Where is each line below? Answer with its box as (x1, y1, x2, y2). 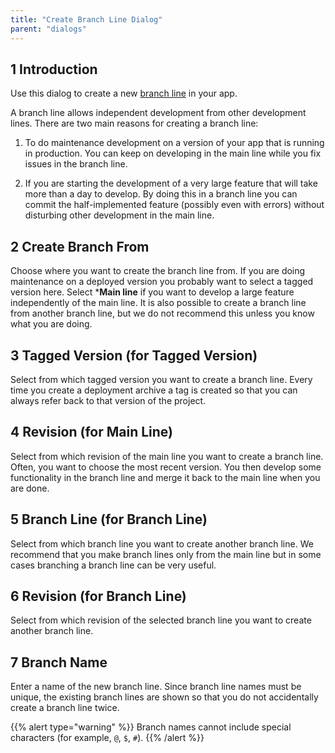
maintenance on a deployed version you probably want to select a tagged (10, 276, 314, 288)
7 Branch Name (10, 654, 108, 671)
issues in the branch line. (24, 158, 128, 170)
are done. (10, 482, 50, 494)
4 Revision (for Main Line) (10, 424, 174, 441)
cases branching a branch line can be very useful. (10, 559, 217, 571)
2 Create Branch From (10, 238, 150, 255)
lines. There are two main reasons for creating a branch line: (10, 117, 259, 130)
